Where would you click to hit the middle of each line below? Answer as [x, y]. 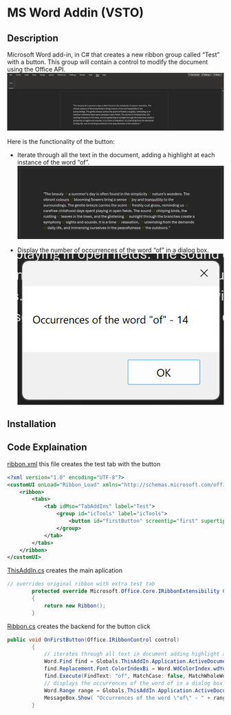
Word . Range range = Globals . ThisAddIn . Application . [119, 690]
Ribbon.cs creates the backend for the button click [79, 626]
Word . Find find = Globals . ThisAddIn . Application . [116, 662]
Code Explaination [47, 447]
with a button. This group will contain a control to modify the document [108, 62]
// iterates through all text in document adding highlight [132, 654]
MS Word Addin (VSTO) [76, 13]
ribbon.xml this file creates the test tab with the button [84, 464]
